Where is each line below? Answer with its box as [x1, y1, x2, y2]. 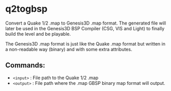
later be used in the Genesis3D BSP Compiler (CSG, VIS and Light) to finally [5, 25, 165, 31]
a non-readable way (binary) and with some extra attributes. [5, 46, 132, 52]
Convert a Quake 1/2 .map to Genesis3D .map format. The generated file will [5, 20, 166, 26]
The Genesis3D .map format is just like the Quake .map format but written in [5, 40, 165, 47]
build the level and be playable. [5, 31, 71, 37]
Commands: [5, 61, 46, 70]
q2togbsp [5, 3, 48, 15]
